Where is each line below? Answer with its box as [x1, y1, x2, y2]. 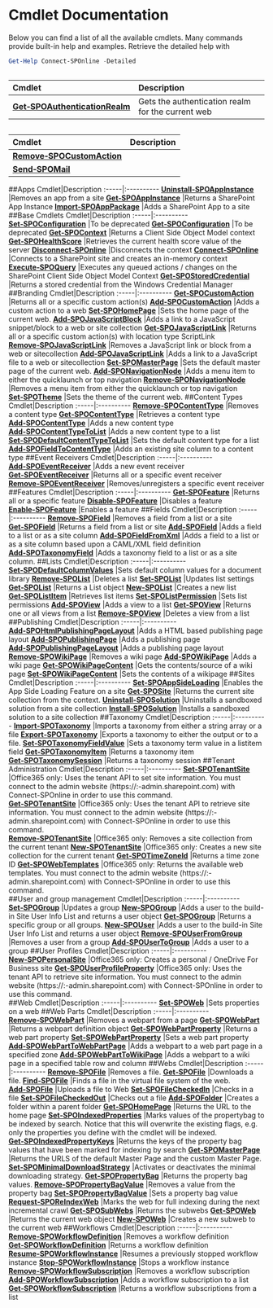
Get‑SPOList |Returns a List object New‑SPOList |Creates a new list [8, 582, 237, 592]
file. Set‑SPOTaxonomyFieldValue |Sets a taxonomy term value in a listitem [8, 738, 262, 748]
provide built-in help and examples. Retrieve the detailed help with [8, 41, 230, 50]
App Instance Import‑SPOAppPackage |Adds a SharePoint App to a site [8, 201, 250, 211]
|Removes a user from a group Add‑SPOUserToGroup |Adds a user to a [8, 937, 249, 946]
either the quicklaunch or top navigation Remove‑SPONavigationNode [8, 375, 246, 384]
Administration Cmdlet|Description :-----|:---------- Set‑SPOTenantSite [8, 764, 250, 774]
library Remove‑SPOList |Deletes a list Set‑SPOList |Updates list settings [8, 573, 254, 583]
